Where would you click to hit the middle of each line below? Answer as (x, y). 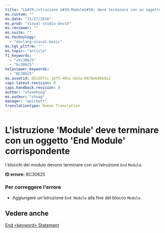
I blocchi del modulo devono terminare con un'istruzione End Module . (74, 165)
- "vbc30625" (23, 60)
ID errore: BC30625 (25, 174)
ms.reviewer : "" (22, 28)
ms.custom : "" (20, 14)
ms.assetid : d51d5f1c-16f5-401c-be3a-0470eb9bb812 (58, 78)
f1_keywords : (18, 55)
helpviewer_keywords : (27, 69)
